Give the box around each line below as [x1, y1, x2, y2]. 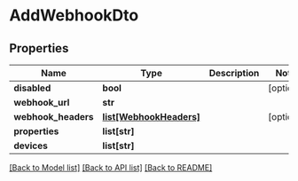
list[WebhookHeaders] [102, 111, 201, 122]
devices [13, 139, 49, 152]
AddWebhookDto [9, 5, 139, 26]
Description [208, 67, 260, 79]
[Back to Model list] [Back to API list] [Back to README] [9, 162, 213, 173]
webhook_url [13, 97, 70, 108]
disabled [13, 82, 51, 94]
